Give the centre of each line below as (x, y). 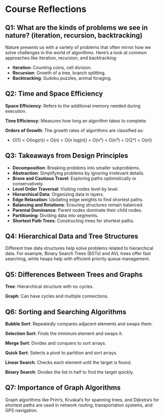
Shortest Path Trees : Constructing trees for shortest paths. (73, 221)
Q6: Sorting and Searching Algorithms (66, 312)
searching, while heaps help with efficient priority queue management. (78, 259)
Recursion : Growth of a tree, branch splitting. (59, 73)
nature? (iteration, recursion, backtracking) (74, 35)
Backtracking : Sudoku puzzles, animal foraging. (62, 78)
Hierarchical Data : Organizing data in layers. (58, 194)
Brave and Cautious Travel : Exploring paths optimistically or (75, 178)
